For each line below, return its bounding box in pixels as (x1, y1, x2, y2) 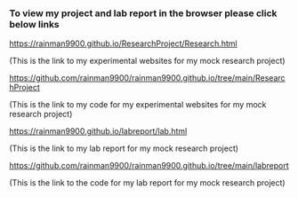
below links (9, 18, 60, 30)
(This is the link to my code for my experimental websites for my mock (9, 99, 267, 110)
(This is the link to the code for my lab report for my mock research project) (9, 177, 286, 188)
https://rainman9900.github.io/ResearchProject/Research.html (9, 38, 238, 49)
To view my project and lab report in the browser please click (9, 7, 278, 20)
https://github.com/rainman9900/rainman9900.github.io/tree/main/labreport (9, 161, 289, 171)
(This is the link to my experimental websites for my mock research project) (9, 56, 286, 67)
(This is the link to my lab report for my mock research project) (9, 143, 238, 154)
